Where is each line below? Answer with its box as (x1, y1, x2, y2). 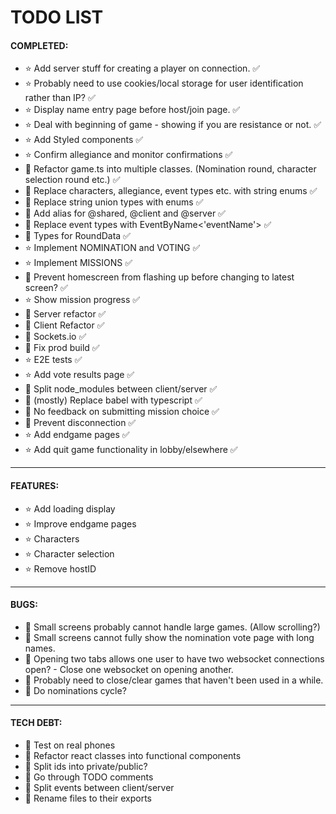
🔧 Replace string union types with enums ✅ (24, 196, 204, 208)
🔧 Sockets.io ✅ (24, 331, 87, 343)
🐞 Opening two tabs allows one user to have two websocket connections (24, 652, 325, 665)
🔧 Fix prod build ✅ (24, 342, 100, 354)
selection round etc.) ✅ (24, 174, 121, 186)
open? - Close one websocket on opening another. (24, 663, 234, 675)
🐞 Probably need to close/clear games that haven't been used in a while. (24, 674, 324, 686)
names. (24, 642, 56, 654)
